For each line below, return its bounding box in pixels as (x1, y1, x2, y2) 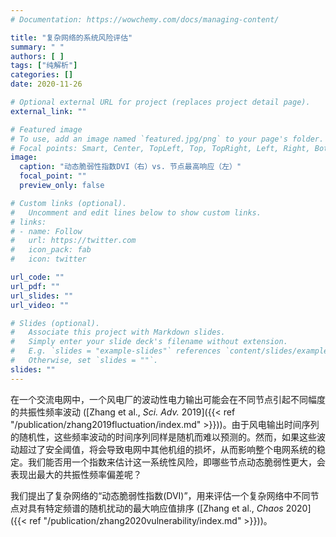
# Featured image (10, 124, 83, 135)
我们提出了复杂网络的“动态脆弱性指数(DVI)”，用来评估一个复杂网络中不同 (10, 489, 311, 501)
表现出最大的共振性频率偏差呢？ (10, 468, 142, 480)
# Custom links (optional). (10, 198, 128, 208)
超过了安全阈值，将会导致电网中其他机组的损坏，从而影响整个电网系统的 (18, 443, 317, 455)
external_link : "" (10, 106, 87, 116)
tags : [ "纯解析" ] (10, 61, 78, 71)
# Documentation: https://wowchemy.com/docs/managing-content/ (10, 14, 280, 25)
